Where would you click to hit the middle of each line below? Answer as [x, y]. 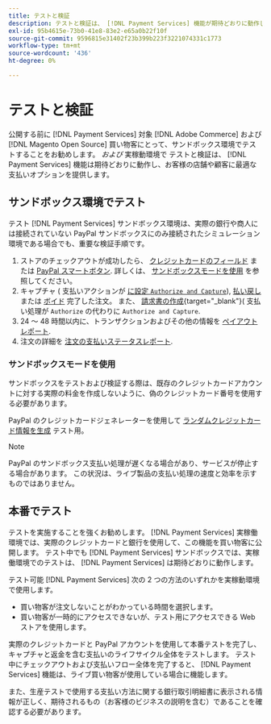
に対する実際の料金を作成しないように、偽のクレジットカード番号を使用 [135, 393]
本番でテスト [40, 512]
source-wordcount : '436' [50, 53]
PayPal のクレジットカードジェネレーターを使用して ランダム [110, 420]
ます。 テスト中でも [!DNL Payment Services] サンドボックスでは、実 [137, 552]
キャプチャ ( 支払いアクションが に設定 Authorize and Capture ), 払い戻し [141, 290]
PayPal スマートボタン [73, 270]
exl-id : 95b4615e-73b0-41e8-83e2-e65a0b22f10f [88, 31]
